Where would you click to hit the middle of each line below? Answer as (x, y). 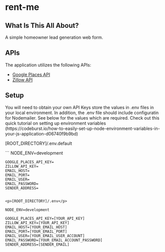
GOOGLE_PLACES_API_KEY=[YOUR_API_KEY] (45, 218)
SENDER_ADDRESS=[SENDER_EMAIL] (37, 245)
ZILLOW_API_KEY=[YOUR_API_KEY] (37, 223)
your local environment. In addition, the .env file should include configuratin (82, 113)
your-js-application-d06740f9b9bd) (41, 133)
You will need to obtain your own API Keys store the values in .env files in (80, 107)
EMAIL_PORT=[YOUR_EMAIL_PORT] (36, 231)
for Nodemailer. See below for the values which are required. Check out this (82, 118)
